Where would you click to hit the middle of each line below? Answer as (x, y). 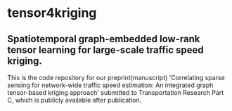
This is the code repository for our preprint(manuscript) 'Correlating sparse (116, 78)
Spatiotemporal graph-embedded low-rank (104, 39)
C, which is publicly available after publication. (75, 100)
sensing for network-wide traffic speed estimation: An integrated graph (110, 85)
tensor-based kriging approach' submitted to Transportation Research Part (116, 92)
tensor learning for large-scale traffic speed (105, 50)
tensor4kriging (52, 13)
